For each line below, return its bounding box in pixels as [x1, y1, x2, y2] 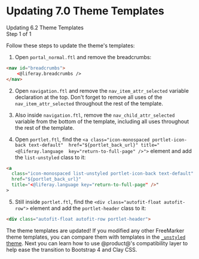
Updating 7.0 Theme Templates [6, 4, 164, 18]
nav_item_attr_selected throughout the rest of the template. [14, 100, 163, 107]
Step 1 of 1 [6, 30, 32, 37]
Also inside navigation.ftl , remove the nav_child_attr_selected [14, 111, 175, 118]
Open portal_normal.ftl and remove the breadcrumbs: [14, 53, 152, 60]
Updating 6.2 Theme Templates [6, 24, 84, 31]
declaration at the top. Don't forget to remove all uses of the [14, 93, 163, 100]
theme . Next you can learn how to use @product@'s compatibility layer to [6, 239, 188, 246]
